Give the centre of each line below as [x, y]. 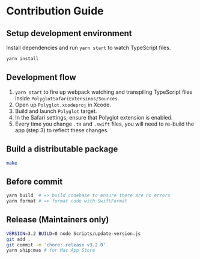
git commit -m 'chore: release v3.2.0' [56, 245]
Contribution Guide [55, 11]
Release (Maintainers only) [58, 220]
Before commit [35, 181]
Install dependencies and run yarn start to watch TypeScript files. [89, 47]
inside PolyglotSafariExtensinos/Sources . [67, 98]
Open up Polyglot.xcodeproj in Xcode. [63, 105]
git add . [19, 239]
